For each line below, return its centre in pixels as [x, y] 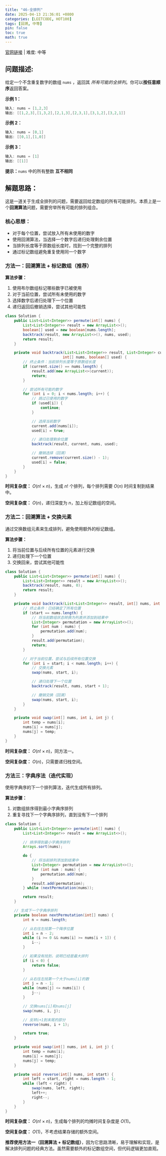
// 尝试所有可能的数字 [43, 389]
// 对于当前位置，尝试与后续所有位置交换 [59, 659]
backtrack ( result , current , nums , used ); [75, 444]
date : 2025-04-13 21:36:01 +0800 [40, 14]
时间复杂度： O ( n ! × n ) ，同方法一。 [41, 751]
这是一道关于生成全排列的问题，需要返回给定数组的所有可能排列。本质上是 [81, 201]
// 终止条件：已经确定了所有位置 [52, 608]
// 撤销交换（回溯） [50, 695]
